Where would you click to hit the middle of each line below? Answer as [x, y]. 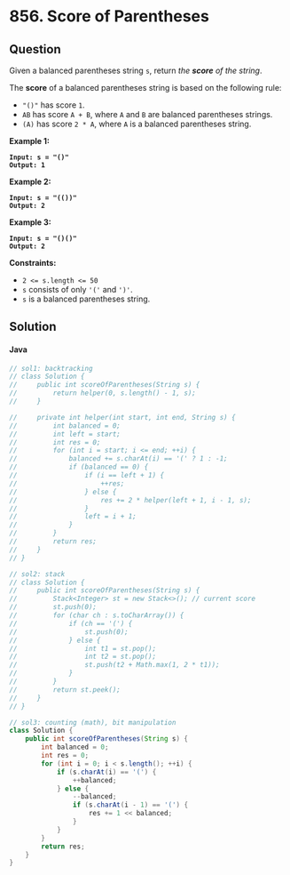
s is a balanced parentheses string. [86, 299]
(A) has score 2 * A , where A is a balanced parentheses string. [137, 124]
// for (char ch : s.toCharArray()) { [97, 615]
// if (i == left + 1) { [87, 476]
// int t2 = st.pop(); [83, 657]
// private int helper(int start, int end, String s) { [123, 417]
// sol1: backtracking [51, 368]
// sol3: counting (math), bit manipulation [93, 722]
